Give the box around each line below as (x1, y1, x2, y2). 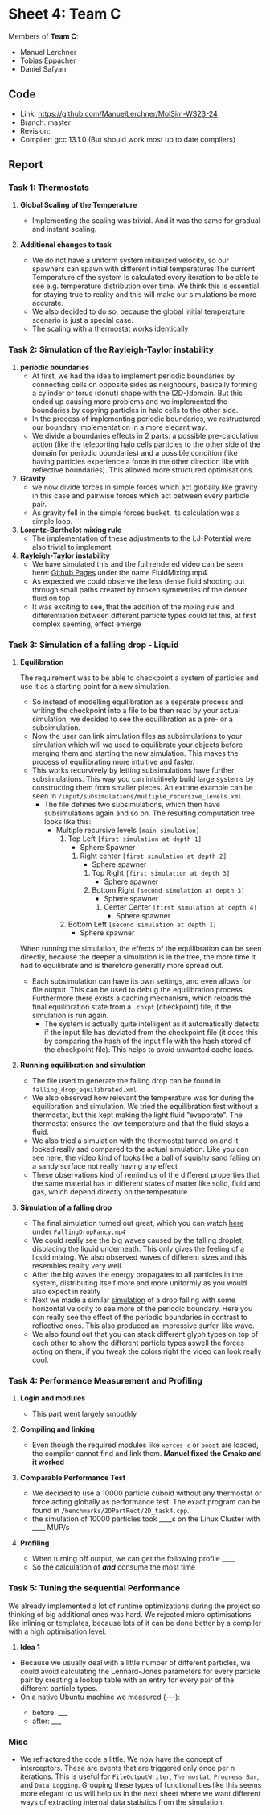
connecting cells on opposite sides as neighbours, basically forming (31, 379, 258, 389)
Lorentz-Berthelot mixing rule (19, 525, 122, 534)
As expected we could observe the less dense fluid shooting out (31, 576, 245, 586)
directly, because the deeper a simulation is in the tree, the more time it (19, 952, 256, 962)
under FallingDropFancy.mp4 (31, 1227, 126, 1236)
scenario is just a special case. (31, 316, 134, 325)
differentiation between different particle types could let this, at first (31, 610, 256, 620)
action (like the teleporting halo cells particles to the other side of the (31, 439, 261, 449)
